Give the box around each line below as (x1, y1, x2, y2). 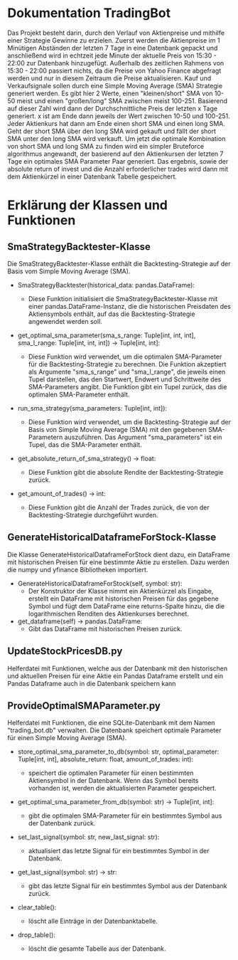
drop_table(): (17, 931, 55, 939)
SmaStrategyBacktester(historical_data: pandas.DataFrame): (17, 280, 195, 289)
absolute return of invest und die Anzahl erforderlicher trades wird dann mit (7, 164, 229, 173)
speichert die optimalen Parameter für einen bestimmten (28, 769, 194, 777)
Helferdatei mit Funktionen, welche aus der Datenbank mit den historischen (7, 664, 228, 672)
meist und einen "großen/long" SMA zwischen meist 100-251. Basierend (16, 96, 228, 105)
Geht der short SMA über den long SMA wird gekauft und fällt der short (7, 127, 217, 135)
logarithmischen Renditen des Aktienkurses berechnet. (28, 609, 190, 618)
